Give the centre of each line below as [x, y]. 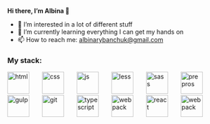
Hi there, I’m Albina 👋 [39, 11]
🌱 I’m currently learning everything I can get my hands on [100, 32]
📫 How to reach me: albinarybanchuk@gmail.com [90, 40]
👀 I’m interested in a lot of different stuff [75, 24]
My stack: [25, 60]
